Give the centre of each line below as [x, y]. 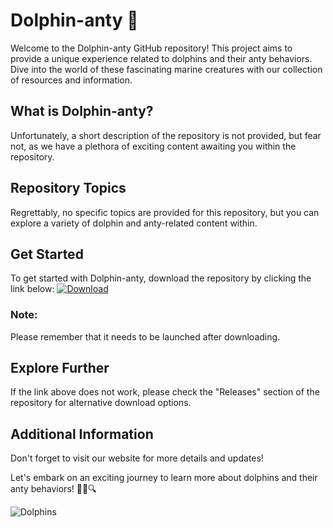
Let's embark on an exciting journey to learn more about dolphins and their [164, 478]
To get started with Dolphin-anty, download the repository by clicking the [161, 278]
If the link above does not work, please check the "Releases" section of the [165, 392]
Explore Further [60, 368]
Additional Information [82, 434]
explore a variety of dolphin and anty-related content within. [134, 223]
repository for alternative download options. [101, 403]
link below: [32, 289]
